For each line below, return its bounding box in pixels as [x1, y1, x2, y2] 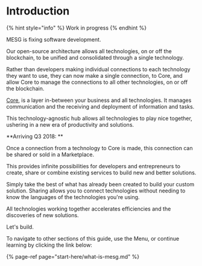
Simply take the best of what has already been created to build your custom [6, 180, 195, 188]
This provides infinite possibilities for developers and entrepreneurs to [6, 162, 181, 169]
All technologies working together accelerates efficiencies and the [6, 205, 171, 212]
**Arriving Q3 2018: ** [6, 133, 63, 140]
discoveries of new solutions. [6, 211, 80, 218]
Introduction [6, 4, 70, 18]
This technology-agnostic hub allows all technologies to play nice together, [6, 115, 193, 122]
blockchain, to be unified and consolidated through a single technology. [6, 54, 185, 61]
